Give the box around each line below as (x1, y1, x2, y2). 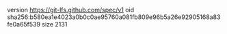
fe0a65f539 (7, 20, 41, 28)
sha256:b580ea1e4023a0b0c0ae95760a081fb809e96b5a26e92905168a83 (7, 13, 221, 21)
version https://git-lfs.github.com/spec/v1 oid (7, 6, 135, 14)
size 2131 (42, 20, 68, 28)
